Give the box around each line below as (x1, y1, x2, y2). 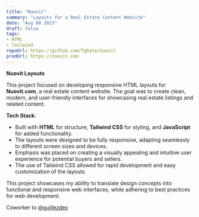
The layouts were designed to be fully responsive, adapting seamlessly (14, 136, 190, 143)
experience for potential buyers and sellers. (14, 155, 123, 162)
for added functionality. (14, 130, 73, 137)
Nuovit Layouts (6, 69, 45, 77)
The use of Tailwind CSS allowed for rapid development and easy (14, 161, 176, 169)
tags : (6, 31, 20, 37)
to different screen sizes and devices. (14, 142, 108, 149)
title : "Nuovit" (6, 8, 47, 15)
